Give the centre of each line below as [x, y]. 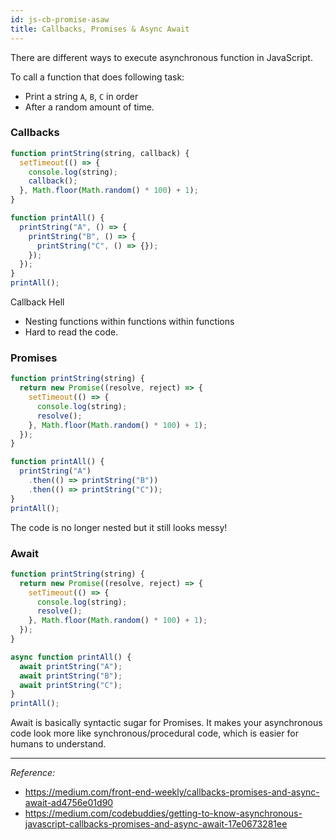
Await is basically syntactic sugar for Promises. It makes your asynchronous [166, 723]
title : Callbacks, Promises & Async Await [100, 29]
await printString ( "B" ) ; [71, 676]
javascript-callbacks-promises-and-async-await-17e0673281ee [156, 824]
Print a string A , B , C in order [81, 96]
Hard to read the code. [71, 332]
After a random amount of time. [89, 107]
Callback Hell [37, 302]
